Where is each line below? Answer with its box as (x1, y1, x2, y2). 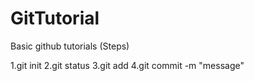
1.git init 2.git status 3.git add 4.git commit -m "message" (10, 59, 245, 71)
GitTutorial (10, 7, 100, 30)
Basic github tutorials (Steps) (10, 40, 130, 52)
